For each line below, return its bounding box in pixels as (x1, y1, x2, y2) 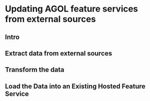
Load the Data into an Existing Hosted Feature (5, 82, 146, 90)
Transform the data (5, 66, 64, 74)
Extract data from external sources (5, 49, 112, 58)
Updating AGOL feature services (5, 3, 138, 14)
